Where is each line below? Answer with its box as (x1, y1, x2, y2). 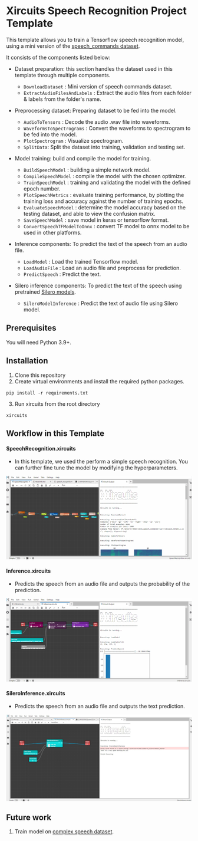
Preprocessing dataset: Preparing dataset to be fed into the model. (14, 107, 177, 114)
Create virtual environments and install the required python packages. (14, 377, 184, 385)
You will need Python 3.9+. (6, 339, 72, 346)
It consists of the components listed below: (6, 54, 111, 61)
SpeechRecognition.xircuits (6, 445, 76, 452)
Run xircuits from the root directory (14, 400, 100, 408)
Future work (6, 813, 52, 823)
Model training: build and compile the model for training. (14, 155, 151, 162)
